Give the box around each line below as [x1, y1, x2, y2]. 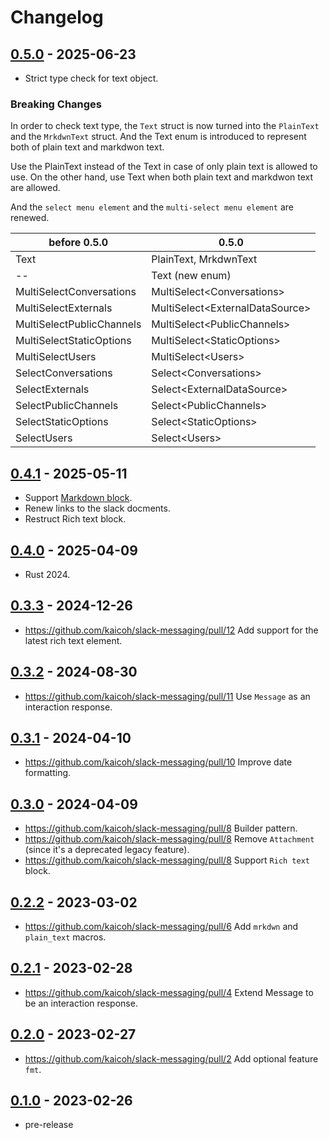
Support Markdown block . [24, 492, 133, 504]
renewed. [10, 212, 50, 224]
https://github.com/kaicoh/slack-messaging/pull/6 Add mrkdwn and [24, 920, 299, 932]
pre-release [24, 1119, 74, 1131]
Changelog [10, 6, 104, 29]
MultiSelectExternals [15, 301, 113, 315]
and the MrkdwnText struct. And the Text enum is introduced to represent [10, 131, 307, 143]
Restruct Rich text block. [24, 513, 127, 525]
